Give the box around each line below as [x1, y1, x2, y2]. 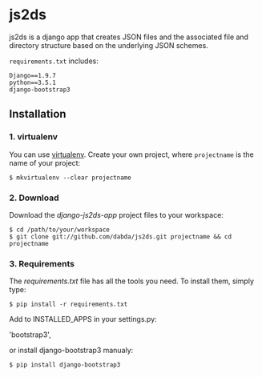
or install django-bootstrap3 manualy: [9, 346, 134, 355]
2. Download [9, 192, 59, 203]
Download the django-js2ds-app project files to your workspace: [9, 210, 224, 219]
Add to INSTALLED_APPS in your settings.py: [9, 315, 157, 324]
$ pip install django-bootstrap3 [9, 361, 121, 369]
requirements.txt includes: [9, 56, 99, 66]
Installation [9, 107, 67, 121]
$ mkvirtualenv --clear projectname [9, 174, 131, 182]
